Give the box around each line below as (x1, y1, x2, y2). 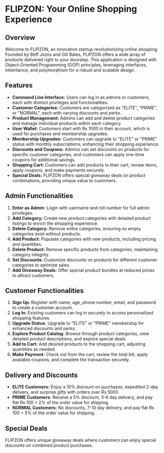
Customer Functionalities (5, 286, 84, 295)
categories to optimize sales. (12, 262, 70, 268)
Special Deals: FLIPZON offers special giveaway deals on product (12, 172, 146, 178)
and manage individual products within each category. (12, 120, 122, 126)
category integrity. (12, 251, 50, 258)
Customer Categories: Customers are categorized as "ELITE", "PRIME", (12, 104, 158, 111)
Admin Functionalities (5, 192, 73, 200)
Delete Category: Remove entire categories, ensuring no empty (12, 225, 141, 231)
